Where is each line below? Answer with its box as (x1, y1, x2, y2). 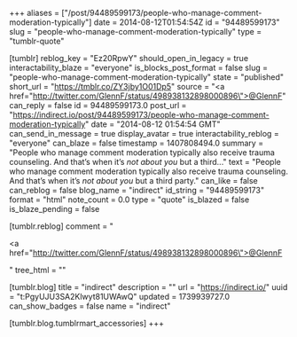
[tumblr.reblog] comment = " (9, 221, 113, 231)
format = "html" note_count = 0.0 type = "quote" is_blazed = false (9, 194, 250, 205)
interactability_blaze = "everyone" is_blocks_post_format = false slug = (9, 62, 269, 73)
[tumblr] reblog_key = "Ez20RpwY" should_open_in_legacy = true (9, 53, 249, 63)
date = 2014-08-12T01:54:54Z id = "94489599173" (93, 17, 281, 27)
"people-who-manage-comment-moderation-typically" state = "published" (9, 72, 285, 82)
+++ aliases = (9, 8, 60, 18)
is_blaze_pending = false (9, 204, 100, 214)
